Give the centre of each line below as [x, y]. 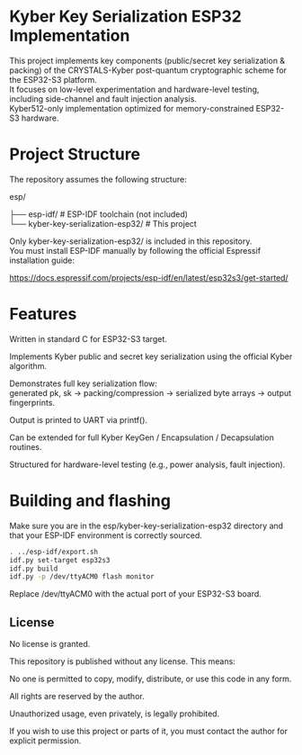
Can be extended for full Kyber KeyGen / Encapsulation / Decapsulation [142, 437]
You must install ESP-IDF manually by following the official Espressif [135, 250]
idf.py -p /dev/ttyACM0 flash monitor [82, 577]
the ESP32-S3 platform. [53, 79]
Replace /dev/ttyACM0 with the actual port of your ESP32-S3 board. [136, 594]
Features [43, 315]
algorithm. [28, 365]
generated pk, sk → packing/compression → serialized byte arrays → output [151, 392]
